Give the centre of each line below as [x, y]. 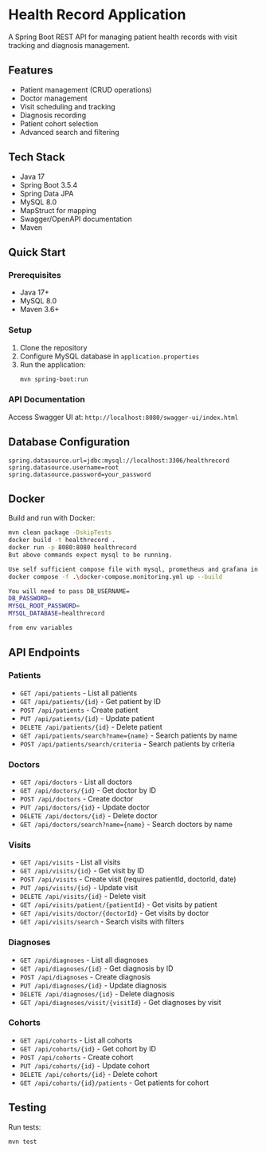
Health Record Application [97, 15]
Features [31, 71]
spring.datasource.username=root [64, 467]
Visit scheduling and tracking [67, 106]
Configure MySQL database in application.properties [110, 356]
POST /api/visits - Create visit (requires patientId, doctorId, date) [128, 879]
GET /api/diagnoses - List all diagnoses [84, 960]
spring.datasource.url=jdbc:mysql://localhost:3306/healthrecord [119, 461]
